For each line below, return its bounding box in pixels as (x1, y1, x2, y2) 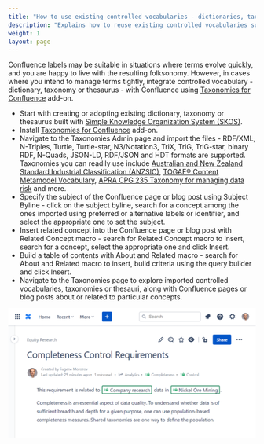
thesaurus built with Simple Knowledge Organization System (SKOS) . (19, 117, 243, 127)
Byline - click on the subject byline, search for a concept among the (19, 200, 240, 210)
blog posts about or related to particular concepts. (19, 292, 183, 302)
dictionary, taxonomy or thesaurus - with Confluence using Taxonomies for (8, 85, 251, 94)
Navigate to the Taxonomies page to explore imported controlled (19, 276, 229, 285)
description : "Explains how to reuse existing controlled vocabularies (8, 20, 247, 29)
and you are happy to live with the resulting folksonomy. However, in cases (8, 68, 251, 78)
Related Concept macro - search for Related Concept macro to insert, (19, 234, 245, 244)
